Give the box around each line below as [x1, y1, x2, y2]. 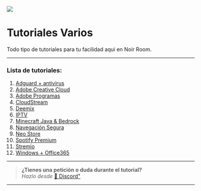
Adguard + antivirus [15, 80, 64, 87]
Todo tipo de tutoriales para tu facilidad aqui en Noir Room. [7, 45, 152, 53]
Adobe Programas [15, 92, 60, 99]
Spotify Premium [15, 137, 57, 144]
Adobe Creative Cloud [15, 86, 70, 93]
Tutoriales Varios [7, 26, 93, 40]
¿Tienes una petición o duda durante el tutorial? [21, 167, 143, 174]
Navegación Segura [15, 124, 64, 131]
